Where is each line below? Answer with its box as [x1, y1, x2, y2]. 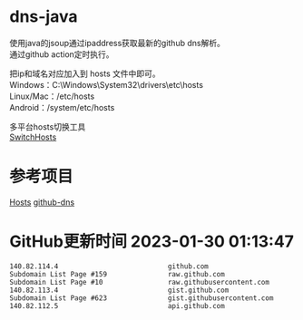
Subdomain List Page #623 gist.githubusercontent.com [9, 293, 274, 303]
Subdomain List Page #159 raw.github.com [9, 269, 225, 278]
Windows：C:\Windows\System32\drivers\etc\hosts [9, 79, 204, 90]
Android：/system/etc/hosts [9, 102, 115, 112]
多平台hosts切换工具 [9, 121, 86, 132]
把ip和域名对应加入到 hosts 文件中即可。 [9, 68, 161, 79]
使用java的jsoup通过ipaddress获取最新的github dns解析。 [9, 37, 225, 48]
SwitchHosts [9, 131, 57, 142]
